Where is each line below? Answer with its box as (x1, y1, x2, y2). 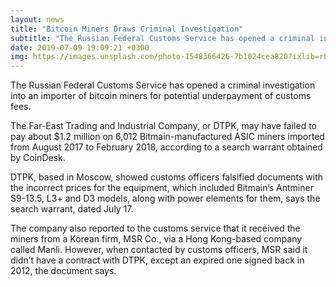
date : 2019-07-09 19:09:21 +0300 (10, 42, 150, 53)
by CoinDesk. (10, 152, 66, 164)
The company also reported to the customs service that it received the (10, 222, 301, 235)
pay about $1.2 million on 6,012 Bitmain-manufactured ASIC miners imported (10, 131, 325, 143)
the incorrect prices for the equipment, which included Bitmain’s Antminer (10, 182, 314, 194)
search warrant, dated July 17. (10, 203, 134, 215)
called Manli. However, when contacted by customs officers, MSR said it (10, 244, 308, 256)
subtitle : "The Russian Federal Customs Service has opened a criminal (10, 33, 315, 43)
